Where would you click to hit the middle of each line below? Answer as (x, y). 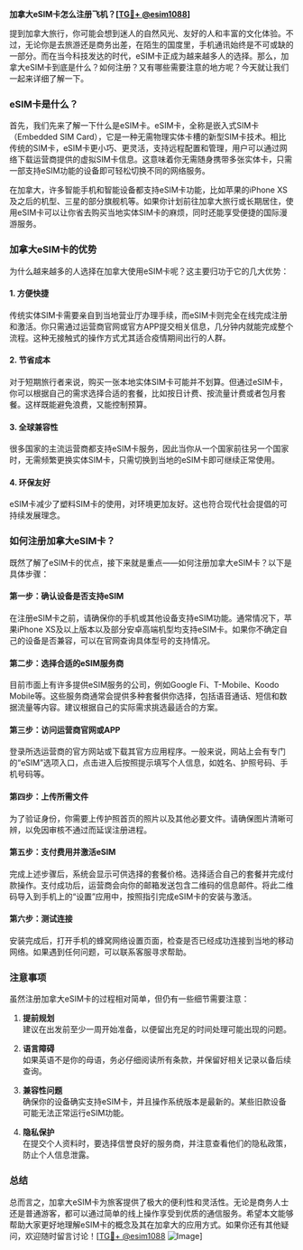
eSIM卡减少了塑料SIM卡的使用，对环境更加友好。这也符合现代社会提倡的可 (148, 504)
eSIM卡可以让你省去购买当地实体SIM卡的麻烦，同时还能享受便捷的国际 (148, 212)
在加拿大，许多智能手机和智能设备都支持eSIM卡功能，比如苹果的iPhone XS (149, 190)
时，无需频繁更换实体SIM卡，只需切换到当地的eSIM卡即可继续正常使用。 (144, 460)
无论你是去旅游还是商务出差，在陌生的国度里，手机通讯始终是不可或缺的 (159, 45)
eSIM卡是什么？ (44, 104)
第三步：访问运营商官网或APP (65, 729)
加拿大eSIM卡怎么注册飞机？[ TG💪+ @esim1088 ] (100, 14)
